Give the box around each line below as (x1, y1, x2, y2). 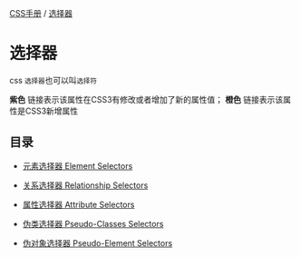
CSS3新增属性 (24, 105, 79, 116)
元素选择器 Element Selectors (22, 160, 133, 171)
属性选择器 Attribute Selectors (22, 199, 135, 210)
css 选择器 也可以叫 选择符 (9, 74, 98, 85)
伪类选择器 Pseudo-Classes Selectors (22, 218, 164, 229)
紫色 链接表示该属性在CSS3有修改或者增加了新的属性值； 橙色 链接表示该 (9, 94, 284, 104)
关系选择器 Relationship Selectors (22, 180, 149, 191)
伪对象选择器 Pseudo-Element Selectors (22, 237, 173, 248)
